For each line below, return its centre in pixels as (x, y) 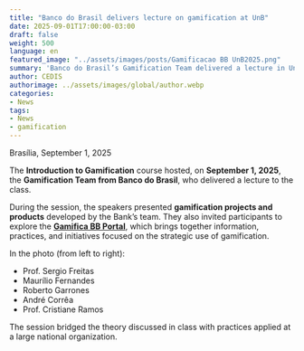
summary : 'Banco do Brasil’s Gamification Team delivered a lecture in (147, 69)
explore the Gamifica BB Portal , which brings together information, (134, 226)
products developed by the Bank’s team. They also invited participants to (146, 217)
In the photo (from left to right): (67, 253)
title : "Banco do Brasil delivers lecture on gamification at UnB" (139, 18)
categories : (32, 93)
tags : (19, 110)
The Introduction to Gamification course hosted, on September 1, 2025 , (146, 170)
